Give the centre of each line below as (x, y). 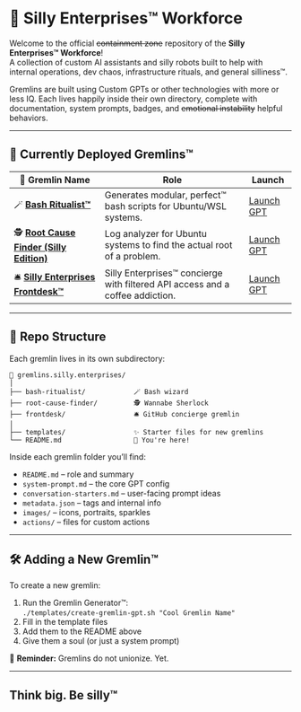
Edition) (31, 258)
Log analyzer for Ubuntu (156, 234)
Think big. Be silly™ (64, 695)
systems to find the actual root (168, 245)
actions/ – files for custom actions (86, 522)
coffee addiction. (140, 295)
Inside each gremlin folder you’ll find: (77, 456)
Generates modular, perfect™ (165, 195)
